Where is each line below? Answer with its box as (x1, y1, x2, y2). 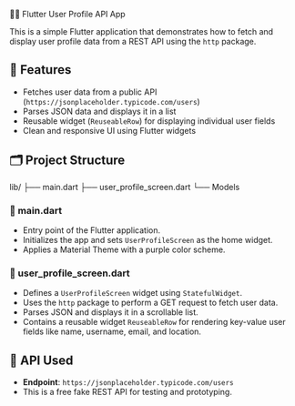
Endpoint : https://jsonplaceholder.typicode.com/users (22, 377, 234, 388)
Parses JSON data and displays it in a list (22, 106, 177, 117)
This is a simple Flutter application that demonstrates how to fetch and (9, 26, 274, 36)
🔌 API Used (9, 352, 74, 368)
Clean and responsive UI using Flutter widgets (22, 125, 197, 136)
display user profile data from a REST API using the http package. (9, 36, 257, 46)
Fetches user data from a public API (22, 86, 158, 97)
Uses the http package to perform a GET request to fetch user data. (22, 297, 279, 309)
